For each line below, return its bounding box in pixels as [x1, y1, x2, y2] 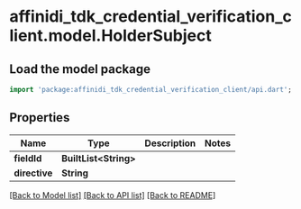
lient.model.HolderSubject [9, 25, 212, 46]
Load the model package [9, 61, 151, 77]
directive [14, 167, 53, 179]
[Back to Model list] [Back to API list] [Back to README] [9, 189, 216, 200]
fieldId [14, 151, 42, 164]
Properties [9, 110, 70, 125]
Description [144, 137, 196, 150]
